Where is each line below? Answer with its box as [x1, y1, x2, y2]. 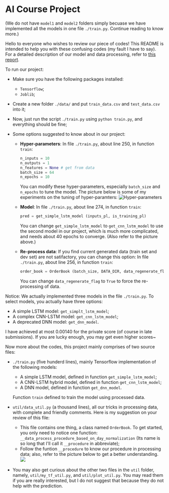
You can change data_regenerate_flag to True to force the [20, 278, 141, 284]
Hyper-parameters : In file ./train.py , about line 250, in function [20, 141, 154, 147]
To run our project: [5, 66, 44, 72]
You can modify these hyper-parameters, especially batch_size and [20, 183, 160, 189]
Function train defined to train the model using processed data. [12, 395, 145, 401]
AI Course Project [5, 4, 80, 15]
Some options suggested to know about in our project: [12, 131, 126, 137]
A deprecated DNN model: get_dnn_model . [12, 319, 100, 325]
